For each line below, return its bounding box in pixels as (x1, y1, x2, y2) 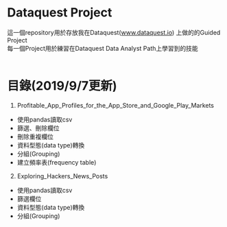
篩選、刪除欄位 (16, 123, 60, 132)
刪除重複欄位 (16, 132, 53, 141)
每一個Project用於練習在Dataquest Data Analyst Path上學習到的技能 (7, 44, 198, 52)
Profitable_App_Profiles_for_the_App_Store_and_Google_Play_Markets (16, 101, 215, 109)
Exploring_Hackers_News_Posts (16, 171, 108, 180)
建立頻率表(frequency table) (16, 158, 97, 166)
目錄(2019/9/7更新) (7, 78, 118, 94)
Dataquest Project (7, 5, 112, 21)
